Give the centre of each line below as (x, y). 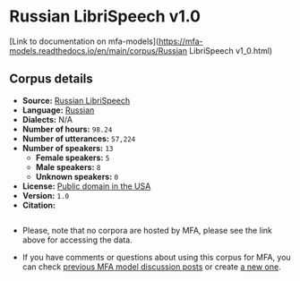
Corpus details (51, 79)
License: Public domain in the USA (86, 186)
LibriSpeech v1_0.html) (231, 50)
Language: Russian (58, 110)
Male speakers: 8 (68, 166)
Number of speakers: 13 (68, 148)
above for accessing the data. (77, 240)
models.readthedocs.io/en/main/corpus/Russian (99, 50)
